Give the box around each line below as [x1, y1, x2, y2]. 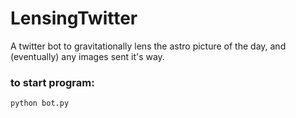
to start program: [10, 75, 95, 89]
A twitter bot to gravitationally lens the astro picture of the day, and [10, 40, 287, 52]
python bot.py [10, 98, 70, 109]
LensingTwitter [10, 7, 138, 30]
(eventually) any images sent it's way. [10, 50, 165, 62]
